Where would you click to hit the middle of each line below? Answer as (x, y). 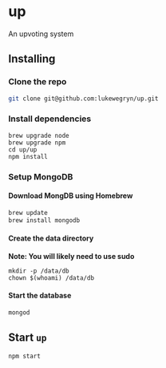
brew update (28, 212)
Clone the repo (38, 82)
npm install (28, 156)
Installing (32, 59)
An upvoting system (41, 34)
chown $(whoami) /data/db (51, 278)
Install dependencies (50, 119)
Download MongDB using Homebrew (71, 196)
